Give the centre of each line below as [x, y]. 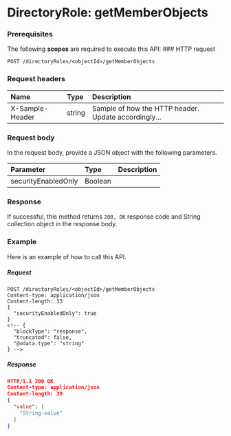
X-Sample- [30, 108]
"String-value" [41, 413]
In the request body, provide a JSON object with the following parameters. [112, 153]
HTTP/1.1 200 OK [30, 381]
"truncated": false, [43, 337]
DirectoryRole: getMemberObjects [108, 13]
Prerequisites [30, 34]
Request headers [36, 79]
